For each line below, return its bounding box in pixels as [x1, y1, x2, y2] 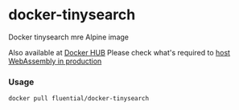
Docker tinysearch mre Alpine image [8, 32, 129, 42]
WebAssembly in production [8, 56, 102, 66]
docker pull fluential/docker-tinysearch [8, 95, 150, 103]
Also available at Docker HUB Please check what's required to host [8, 47, 231, 57]
